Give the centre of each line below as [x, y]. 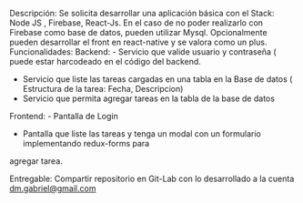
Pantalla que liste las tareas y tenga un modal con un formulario [141, 134]
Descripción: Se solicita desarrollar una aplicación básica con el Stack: [142, 13]
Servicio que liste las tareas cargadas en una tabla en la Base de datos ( [157, 79]
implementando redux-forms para [86, 143]
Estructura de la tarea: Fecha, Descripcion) [103, 89]
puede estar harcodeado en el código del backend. [106, 61]
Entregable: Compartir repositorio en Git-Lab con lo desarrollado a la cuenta [152, 178]
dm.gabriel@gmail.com [53, 188]
